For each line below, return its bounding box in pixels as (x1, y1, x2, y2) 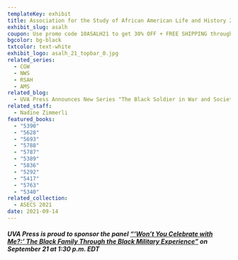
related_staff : (7, 103, 52, 110)
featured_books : (7, 115, 55, 123)
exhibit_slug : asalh (7, 23, 69, 30)
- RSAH (13, 76, 33, 84)
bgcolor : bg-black (7, 37, 62, 44)
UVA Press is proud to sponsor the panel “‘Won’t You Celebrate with (7, 230, 213, 238)
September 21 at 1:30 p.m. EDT (7, 245, 100, 254)
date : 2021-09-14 (7, 208, 59, 215)
